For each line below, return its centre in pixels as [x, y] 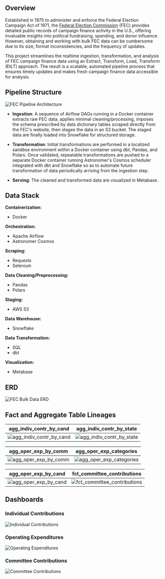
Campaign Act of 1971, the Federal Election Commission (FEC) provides [77, 25]
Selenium [22, 266]
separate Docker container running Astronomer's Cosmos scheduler [82, 160]
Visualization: [20, 362]
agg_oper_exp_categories [107, 451]
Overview [20, 8]
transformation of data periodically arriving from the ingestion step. [81, 170]
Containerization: [23, 207]
